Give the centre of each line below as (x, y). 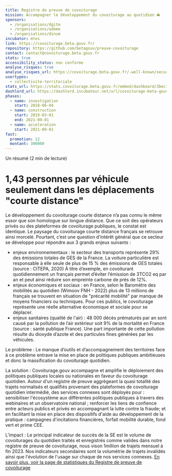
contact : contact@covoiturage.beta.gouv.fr (52, 53)
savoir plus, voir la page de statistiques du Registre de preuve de (74, 462)
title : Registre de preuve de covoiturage (51, 10)
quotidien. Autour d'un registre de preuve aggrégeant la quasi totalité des (83, 382)
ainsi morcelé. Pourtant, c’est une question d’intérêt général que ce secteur (84, 237)
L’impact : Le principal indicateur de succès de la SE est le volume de (78, 435)
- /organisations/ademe (35, 29)
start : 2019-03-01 (34, 115)
